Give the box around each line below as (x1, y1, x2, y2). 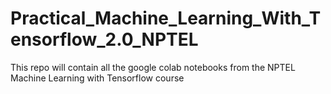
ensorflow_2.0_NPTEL (10, 28, 199, 51)
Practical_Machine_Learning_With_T (10, 7, 322, 30)
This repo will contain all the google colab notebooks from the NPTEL (10, 61, 296, 73)
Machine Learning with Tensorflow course (10, 72, 185, 84)
